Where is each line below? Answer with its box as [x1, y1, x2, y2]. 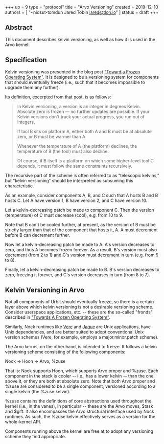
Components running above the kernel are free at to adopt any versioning [5, 428, 153, 434]
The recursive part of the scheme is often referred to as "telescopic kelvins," [5, 172, 160, 178]
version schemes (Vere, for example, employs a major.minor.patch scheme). [5, 334, 159, 340]
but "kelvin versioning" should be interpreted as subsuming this [5, 178, 134, 183]
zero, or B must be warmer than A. [17, 133, 87, 139]
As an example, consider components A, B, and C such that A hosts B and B [5, 192, 158, 198]
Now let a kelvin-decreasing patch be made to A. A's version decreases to [5, 242, 155, 247]
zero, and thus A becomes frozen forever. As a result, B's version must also [5, 246, 157, 252]
